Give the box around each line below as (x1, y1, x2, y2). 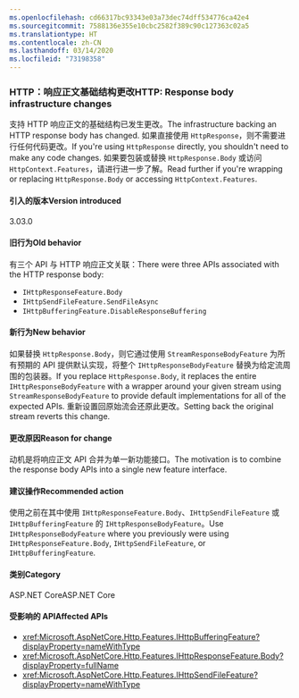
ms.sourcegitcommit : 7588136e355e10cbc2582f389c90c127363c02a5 (9, 21, 250, 30)
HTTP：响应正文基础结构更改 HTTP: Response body (9, 86, 235, 98)
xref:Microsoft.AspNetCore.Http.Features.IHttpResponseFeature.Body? (21, 650, 284, 661)
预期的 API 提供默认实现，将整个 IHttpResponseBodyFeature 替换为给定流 (16, 359, 283, 370)
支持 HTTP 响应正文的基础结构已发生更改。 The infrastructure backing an (9, 119, 277, 130)
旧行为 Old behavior (9, 238, 82, 248)
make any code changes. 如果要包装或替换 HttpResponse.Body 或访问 (9, 153, 262, 164)
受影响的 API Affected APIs (9, 611, 109, 622)
